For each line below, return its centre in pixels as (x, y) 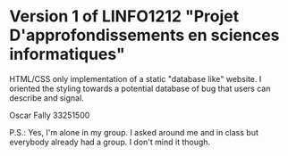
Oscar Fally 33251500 (50, 115)
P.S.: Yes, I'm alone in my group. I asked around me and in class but (134, 132)
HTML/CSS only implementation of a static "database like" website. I (136, 78)
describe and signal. (47, 98)
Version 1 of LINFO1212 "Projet (124, 16)
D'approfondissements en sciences (144, 35)
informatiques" (67, 54)
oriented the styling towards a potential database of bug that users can (140, 88)
